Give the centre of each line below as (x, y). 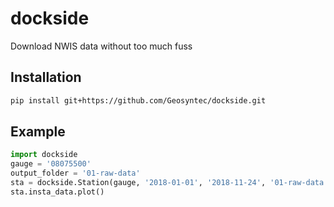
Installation (46, 77)
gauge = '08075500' (51, 164)
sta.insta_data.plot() (57, 192)
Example (38, 132)
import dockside (44, 155)
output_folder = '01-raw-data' (75, 173)
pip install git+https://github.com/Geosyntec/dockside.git (138, 100)
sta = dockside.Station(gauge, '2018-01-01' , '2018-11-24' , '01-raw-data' (169, 183)
